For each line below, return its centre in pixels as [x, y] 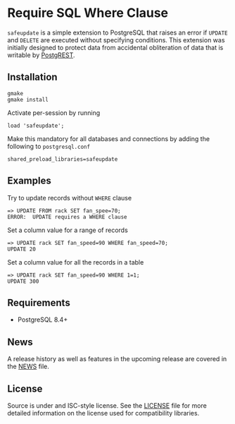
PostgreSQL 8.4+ [43, 320]
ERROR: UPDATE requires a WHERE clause [68, 217]
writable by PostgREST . [41, 55]
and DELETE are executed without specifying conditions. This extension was [116, 40]
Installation [32, 77]
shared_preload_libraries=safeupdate [63, 159]
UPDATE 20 [22, 249]
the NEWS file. [28, 367]
